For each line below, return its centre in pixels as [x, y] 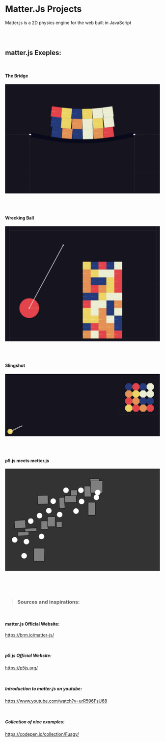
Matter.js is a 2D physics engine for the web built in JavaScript [68, 23]
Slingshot [15, 366]
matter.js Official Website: [32, 624]
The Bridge [17, 76]
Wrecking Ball [20, 218]
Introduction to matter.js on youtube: [44, 689]
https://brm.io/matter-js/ [30, 635]
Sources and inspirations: [48, 602]
